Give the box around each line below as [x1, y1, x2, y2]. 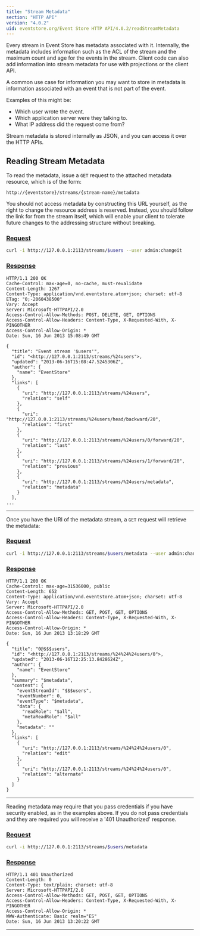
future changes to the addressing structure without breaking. [6, 219, 156, 227]
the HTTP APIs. [6, 138, 44, 146]
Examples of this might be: [6, 97, 71, 104]
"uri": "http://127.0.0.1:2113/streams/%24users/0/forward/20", [21, 437, 185, 443]
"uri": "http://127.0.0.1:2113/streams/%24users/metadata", [21, 478, 174, 485]
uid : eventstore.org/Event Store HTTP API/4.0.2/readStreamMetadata [6, 25, 180, 32]
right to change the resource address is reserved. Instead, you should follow [6, 206, 193, 214]
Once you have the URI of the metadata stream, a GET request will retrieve [6, 515, 186, 523]
